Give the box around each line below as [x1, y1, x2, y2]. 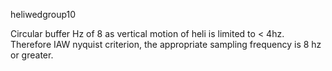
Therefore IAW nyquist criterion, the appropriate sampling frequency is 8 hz [10, 39, 322, 50]
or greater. [10, 49, 54, 61]
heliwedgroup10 [10, 9, 77, 20]
